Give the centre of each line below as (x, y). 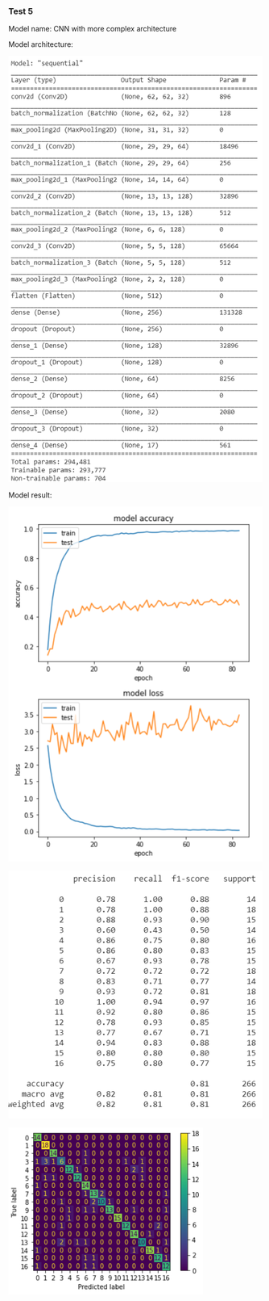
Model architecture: (41, 44)
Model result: (30, 495)
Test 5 (21, 11)
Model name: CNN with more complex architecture (93, 29)
